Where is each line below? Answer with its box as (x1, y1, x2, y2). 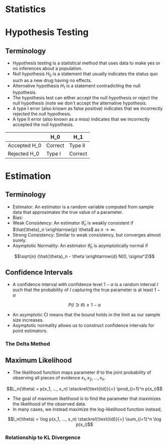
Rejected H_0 (8, 150, 39, 157)
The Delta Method (5, 341, 50, 348)
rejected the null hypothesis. (12, 110, 72, 117)
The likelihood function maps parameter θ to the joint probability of (12, 369, 152, 375)
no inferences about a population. (12, 66, 83, 72)
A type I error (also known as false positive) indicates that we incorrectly (12, 105, 163, 111)
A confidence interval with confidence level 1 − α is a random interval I (12, 282, 158, 288)
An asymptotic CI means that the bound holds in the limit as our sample (12, 312, 160, 318)
